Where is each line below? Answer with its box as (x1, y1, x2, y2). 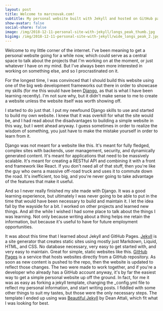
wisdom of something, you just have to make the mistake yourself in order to (5, 128, 158, 134)
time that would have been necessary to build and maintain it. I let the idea (5, 198, 154, 204)
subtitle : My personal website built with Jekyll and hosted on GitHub (5, 16, 153, 21)
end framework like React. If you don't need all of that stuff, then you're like (5, 163, 156, 169)
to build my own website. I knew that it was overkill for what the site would (5, 112, 154, 118)
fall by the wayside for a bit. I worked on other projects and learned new (5, 203, 149, 209)
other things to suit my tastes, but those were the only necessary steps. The (5, 290, 157, 295)
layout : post (5, 7, 32, 12)
